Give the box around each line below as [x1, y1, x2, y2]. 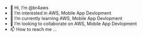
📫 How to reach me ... [10, 26, 57, 32]
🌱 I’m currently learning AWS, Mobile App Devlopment [10, 15, 122, 21]
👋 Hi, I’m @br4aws [10, 5, 49, 10]
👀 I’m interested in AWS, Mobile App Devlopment [10, 10, 112, 16]
